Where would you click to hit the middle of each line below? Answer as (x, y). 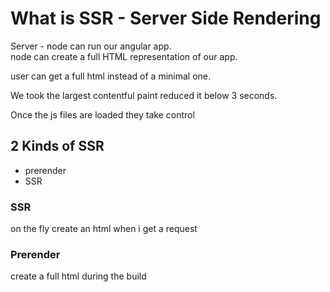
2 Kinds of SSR (57, 146)
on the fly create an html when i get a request (104, 229)
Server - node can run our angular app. (91, 46)
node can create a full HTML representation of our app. (124, 56)
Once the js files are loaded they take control (102, 114)
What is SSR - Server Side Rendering (166, 18)
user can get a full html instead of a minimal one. (111, 76)
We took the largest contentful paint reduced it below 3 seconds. (144, 95)
